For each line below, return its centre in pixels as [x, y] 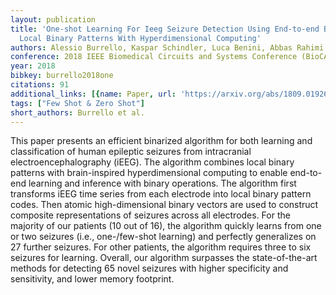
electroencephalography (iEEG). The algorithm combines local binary [152, 162]
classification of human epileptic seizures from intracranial [131, 152]
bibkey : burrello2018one [62, 76]
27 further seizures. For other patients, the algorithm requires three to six [161, 247]
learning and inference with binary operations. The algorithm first [162, 183]
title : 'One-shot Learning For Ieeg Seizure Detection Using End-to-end [165, 29]
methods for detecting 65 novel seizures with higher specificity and [149, 268]
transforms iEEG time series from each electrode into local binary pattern [161, 194]
